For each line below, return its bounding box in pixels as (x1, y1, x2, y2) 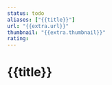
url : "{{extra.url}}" (7, 22, 69, 29)
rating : (7, 35, 30, 42)
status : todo (7, 10, 45, 17)
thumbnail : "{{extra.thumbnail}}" (7, 29, 107, 36)
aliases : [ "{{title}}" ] (7, 16, 76, 23)
